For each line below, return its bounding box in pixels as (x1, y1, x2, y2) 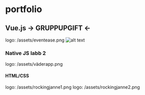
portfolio (5, 4, 42, 15)
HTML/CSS (5, 72, 29, 79)
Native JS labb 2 (5, 50, 46, 57)
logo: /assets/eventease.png (5, 37, 65, 43)
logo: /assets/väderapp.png (5, 61, 63, 67)
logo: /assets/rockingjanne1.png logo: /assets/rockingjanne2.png (5, 84, 140, 90)
